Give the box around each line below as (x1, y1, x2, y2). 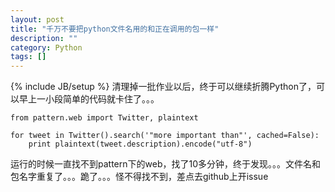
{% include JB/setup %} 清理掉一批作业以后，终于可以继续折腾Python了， (10, 81, 317, 93)
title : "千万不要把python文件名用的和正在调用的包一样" (10, 24, 220, 34)
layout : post (10, 14, 65, 25)
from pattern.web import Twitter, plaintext (10, 113, 199, 123)
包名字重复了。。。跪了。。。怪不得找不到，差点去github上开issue (10, 171, 269, 183)
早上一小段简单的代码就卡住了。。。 (18, 93, 160, 105)
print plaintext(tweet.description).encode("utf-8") (28, 139, 253, 150)
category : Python (10, 42, 83, 53)
